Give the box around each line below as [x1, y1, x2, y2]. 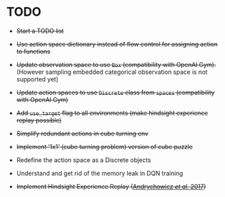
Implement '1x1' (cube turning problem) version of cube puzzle [16, 142, 193, 150]
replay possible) [16, 116, 62, 124]
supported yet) [16, 75, 59, 83]
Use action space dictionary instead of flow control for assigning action [16, 40, 218, 48]
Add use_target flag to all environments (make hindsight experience [16, 109, 209, 117]
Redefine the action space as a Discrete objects [16, 155, 151, 164]
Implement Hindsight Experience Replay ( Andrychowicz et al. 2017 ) [16, 182, 207, 190]
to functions [16, 47, 51, 55]
